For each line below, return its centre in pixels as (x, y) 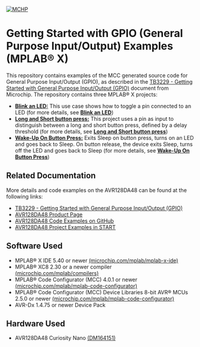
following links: (24, 196)
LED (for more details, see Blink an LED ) (64, 112)
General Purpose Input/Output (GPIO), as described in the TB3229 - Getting (99, 81)
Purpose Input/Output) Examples (90, 46)
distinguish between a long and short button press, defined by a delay (101, 125)
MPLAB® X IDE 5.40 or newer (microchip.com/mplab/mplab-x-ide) (96, 260)
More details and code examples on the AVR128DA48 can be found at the (96, 190)
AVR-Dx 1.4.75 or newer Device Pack (60, 305)
